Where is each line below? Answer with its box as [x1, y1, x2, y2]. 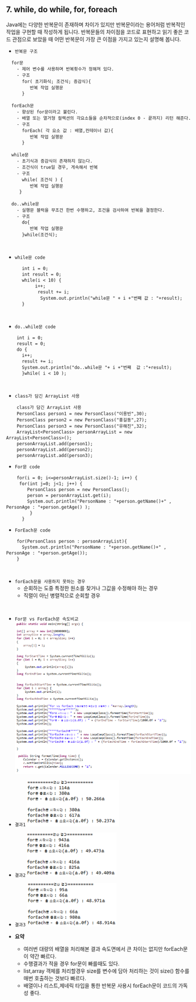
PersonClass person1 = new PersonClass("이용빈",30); [16, 411, 147, 417]
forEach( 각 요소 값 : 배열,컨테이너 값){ [21, 127, 114, 134]
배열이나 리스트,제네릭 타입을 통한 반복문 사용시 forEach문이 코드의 [23, 982, 177, 989]
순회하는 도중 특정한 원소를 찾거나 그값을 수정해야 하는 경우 [23, 584, 158, 591]
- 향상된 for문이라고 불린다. [16, 109, 78, 115]
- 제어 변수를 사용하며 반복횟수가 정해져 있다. [16, 66, 114, 72]
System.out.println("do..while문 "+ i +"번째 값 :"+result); [21, 364, 172, 370]
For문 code [14, 463, 40, 470]
